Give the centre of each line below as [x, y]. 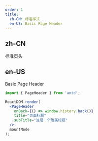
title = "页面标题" [30, 116]
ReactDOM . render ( [23, 102]
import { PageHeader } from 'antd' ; [43, 93]
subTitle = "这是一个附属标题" [41, 120]
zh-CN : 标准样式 [25, 19]
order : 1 [14, 10]
